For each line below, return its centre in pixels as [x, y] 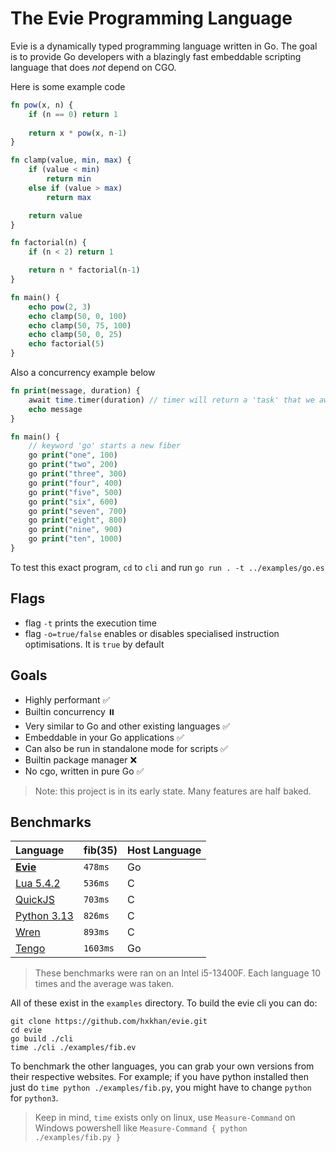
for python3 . [34, 1098]
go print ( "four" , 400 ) [75, 483]
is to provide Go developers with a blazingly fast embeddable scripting [156, 56]
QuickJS [35, 900]
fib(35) [100, 850]
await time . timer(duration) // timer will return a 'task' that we [171, 400]
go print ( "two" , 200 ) [73, 465]
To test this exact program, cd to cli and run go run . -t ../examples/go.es [167, 567]
